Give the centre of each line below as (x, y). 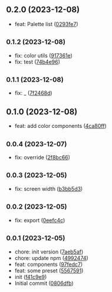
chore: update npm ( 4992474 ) (51, 258)
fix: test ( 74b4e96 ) (37, 62)
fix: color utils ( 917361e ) (43, 55)
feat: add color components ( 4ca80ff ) (61, 126)
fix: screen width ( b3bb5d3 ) (49, 188)
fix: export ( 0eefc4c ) (40, 220)
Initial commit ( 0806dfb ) (44, 283)
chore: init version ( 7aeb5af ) (49, 252)
